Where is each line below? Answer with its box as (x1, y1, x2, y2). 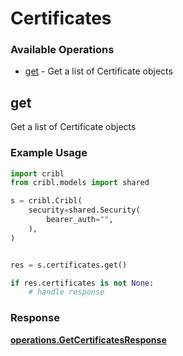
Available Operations (10, 43, 115, 57)
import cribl (10, 168, 65, 179)
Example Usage (10, 146, 88, 160)
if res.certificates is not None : (10, 278, 155, 288)
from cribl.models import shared (10, 178, 150, 188)
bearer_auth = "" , (46, 215, 114, 225)
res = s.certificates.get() (10, 260, 128, 270)
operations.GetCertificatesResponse (10, 333, 167, 346)
